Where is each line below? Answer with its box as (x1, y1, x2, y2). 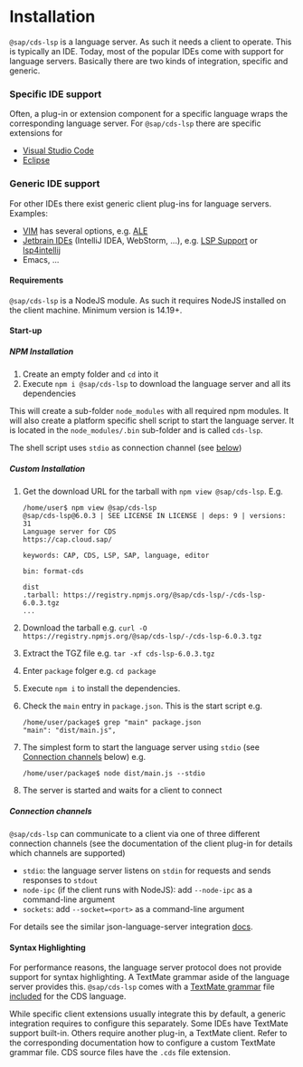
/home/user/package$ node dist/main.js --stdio (22, 769, 205, 778)
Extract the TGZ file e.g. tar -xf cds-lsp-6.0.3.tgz (22, 648, 215, 658)
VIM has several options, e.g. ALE (22, 225, 148, 236)
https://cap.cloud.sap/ (22, 535, 113, 544)
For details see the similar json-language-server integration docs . (9, 921, 253, 932)
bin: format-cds (22, 567, 84, 576)
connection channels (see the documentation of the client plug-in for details (9, 838, 293, 849)
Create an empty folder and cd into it (22, 369, 159, 380)
